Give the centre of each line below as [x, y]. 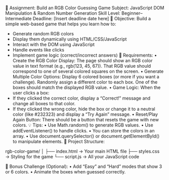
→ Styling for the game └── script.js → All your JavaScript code [72, 156]
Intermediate [18, 18]
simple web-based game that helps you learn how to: [61, 24]
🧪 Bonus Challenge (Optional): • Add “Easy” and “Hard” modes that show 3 [84, 166]
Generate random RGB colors [43, 34]
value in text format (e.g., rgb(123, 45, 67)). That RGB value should [82, 66]
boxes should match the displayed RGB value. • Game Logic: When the [87, 87]
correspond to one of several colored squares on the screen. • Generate [88, 71]
